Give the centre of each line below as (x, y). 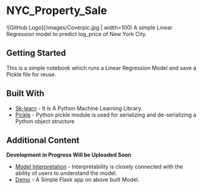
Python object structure (45, 121)
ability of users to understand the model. (66, 173)
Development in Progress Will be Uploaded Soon (69, 155)
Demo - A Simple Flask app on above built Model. (77, 180)
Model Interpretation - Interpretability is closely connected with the (99, 167)
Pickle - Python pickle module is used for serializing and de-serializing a (106, 115)
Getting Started (36, 53)
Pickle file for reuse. (31, 74)
